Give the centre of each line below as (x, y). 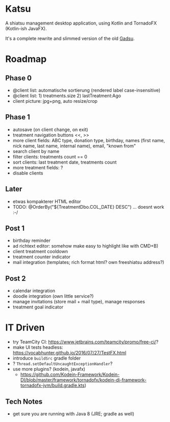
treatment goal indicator (38, 307)
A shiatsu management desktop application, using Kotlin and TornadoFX (81, 23)
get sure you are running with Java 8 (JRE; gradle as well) (73, 414)
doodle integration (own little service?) (53, 296)
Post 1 (15, 228)
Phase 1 (18, 117)
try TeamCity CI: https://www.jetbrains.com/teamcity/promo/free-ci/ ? (86, 342)
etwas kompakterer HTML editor (47, 201)
